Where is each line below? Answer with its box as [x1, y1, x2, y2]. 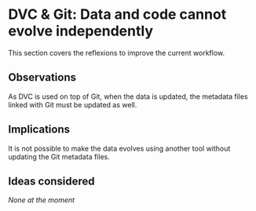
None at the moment [8, 195, 75, 205]
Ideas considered [8, 174, 96, 187]
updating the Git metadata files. [8, 151, 110, 162]
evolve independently [8, 22, 154, 40]
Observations [8, 71, 77, 84]
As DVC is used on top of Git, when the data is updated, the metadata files [8, 92, 249, 101]
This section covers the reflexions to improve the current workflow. [8, 48, 225, 57]
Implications [8, 123, 71, 136]
